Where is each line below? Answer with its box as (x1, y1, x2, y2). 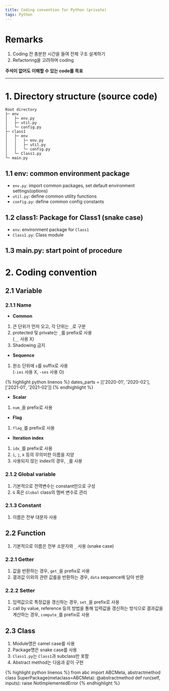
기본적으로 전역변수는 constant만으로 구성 (12, 483, 96, 489)
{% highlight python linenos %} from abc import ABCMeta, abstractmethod (5, 669, 161, 675)
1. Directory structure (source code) (5, 91, 157, 102)
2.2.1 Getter (5, 556, 34, 563)
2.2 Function (5, 529, 46, 538)
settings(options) (12, 188, 48, 194)
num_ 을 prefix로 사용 (12, 404, 53, 410)
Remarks (5, 34, 44, 45)
